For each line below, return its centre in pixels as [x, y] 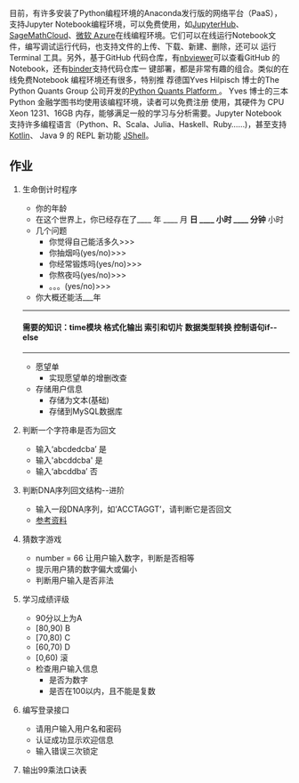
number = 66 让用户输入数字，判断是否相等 [115, 558]
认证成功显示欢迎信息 [74, 740]
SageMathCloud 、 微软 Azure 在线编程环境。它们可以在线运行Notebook [139, 35]
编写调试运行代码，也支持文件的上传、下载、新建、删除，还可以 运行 [150, 46]
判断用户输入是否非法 [74, 580]
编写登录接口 [45, 710]
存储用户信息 [59, 389]
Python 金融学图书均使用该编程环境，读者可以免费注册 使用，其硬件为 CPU [147, 102]
